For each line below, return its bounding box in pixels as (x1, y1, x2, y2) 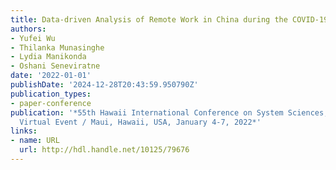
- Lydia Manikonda (10, 52, 87, 62)
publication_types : (10, 89, 92, 99)
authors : (10, 24, 47, 34)
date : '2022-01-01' (10, 71, 92, 81)
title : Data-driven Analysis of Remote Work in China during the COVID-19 (10, 14, 329, 25)
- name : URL (10, 136, 60, 146)
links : (10, 126, 38, 136)
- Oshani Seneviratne (10, 61, 101, 71)
